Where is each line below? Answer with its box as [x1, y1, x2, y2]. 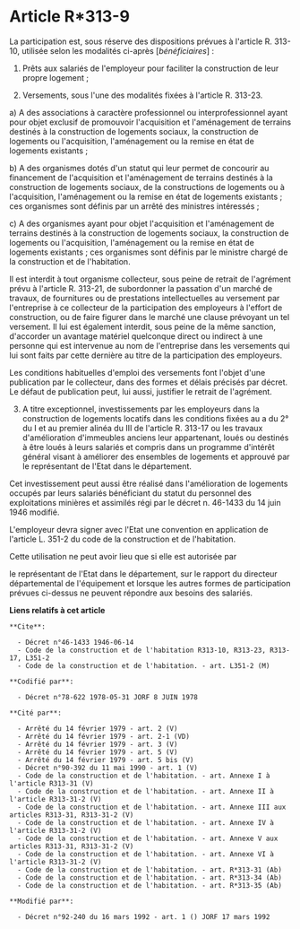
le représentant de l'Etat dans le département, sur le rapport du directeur [9, 568, 278, 579]
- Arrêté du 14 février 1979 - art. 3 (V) [17, 740, 178, 749]
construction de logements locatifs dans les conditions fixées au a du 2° [21, 412, 289, 423]
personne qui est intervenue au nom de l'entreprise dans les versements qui [9, 340, 291, 351]
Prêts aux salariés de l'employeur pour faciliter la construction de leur [21, 63, 279, 74]
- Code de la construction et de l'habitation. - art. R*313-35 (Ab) [17, 881, 282, 890]
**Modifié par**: [9, 897, 74, 906]
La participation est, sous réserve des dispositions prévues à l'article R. [9, 36, 273, 47]
